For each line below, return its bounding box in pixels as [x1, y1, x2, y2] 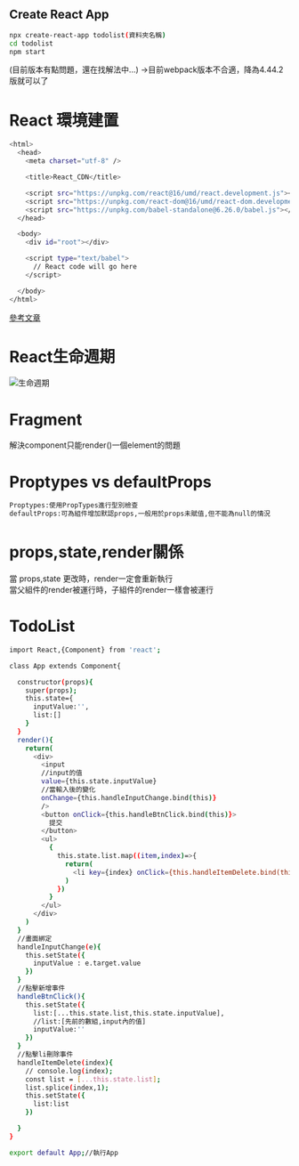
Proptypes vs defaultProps [9, 472, 212, 492]
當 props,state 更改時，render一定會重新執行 [9, 573, 174, 584]
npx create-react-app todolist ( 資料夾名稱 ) [9, 30, 166, 39]
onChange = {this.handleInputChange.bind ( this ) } [41, 793, 217, 802]
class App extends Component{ [9, 661, 122, 670]
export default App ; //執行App [9, 1148, 118, 1157]
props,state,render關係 [9, 542, 184, 563]
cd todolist [9, 39, 53, 48]
